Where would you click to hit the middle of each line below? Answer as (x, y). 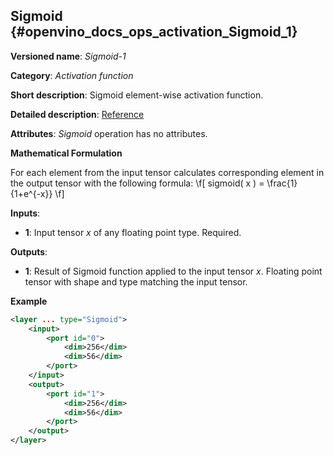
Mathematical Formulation (66, 153)
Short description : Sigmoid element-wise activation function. (137, 95)
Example (29, 301)
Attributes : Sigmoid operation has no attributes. (109, 133)
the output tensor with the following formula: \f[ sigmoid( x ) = (137, 183)
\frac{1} (282, 183)
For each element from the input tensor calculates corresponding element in (167, 172)
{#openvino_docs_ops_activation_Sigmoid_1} (154, 32)
